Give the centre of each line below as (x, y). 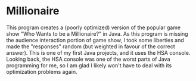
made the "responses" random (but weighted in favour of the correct (91, 46)
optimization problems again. (42, 71)
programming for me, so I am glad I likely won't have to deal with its (89, 65)
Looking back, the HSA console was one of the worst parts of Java (88, 59)
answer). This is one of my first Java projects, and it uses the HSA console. (98, 52)
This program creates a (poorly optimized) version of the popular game (94, 27)
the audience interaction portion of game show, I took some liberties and (95, 40)
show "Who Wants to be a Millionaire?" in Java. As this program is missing (97, 33)
